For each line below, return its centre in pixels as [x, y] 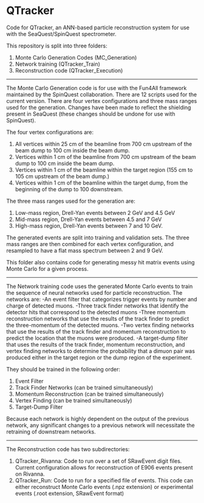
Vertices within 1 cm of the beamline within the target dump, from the [101, 183]
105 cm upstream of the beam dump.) [62, 176]
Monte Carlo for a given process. [48, 269]
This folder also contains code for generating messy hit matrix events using [101, 262]
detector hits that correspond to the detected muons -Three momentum [96, 312]
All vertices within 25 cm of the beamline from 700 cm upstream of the [104, 144]
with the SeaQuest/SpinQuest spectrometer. [61, 33]
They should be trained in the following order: [63, 369]
